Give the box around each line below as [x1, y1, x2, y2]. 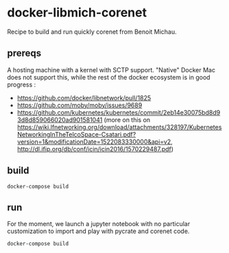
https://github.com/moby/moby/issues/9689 [16, 101, 143, 109]
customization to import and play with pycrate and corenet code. [7, 227, 190, 235]
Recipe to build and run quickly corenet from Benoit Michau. [7, 27, 177, 36]
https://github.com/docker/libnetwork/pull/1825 [16, 93, 152, 102]
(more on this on [104, 115, 151, 124]
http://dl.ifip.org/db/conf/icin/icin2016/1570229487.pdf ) [16, 144, 173, 153]
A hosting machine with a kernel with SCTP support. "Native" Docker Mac [7, 65, 216, 74]
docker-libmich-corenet [7, 5, 147, 21]
